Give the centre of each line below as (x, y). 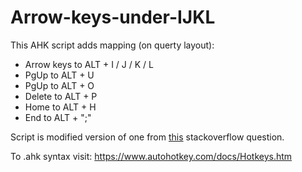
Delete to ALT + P (61, 96)
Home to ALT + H (60, 107)
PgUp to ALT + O (59, 85)
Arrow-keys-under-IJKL (113, 17)
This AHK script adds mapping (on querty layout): (112, 45)
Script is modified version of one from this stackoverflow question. (147, 137)
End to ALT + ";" (58, 117)
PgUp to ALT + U (59, 75)
